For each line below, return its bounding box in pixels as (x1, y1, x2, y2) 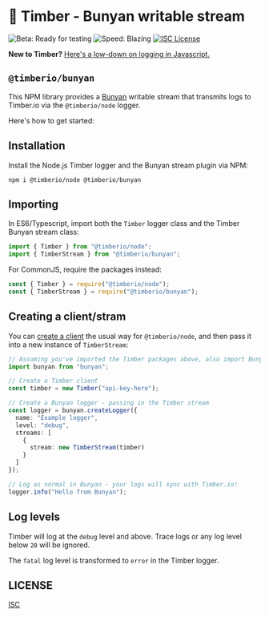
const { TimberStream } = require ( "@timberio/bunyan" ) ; (8, 288, 199, 296)
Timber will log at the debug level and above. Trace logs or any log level (8, 531, 243, 541)
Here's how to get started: (8, 115, 94, 125)
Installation (8, 139, 66, 153)
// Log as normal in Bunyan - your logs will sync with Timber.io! (8, 480, 239, 488)
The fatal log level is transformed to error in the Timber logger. (8, 555, 219, 565)
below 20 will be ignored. (8, 540, 90, 550)
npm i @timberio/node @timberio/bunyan (8, 175, 142, 183)
